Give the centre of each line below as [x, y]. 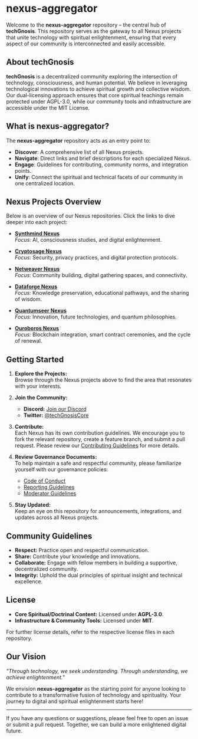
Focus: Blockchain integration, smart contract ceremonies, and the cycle [103, 334]
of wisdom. [28, 299]
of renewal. [28, 341]
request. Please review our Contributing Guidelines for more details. [97, 446]
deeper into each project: [37, 222]
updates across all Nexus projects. [57, 517]
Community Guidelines [49, 536]
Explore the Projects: [41, 374]
